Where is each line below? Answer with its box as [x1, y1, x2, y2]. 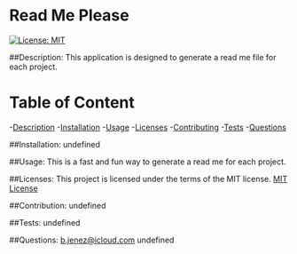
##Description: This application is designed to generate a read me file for [9, 52, 277, 62]
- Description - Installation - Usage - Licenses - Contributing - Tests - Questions [9, 122, 286, 132]
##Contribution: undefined [9, 200, 106, 210]
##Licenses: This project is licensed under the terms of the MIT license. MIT [9, 173, 288, 184]
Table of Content [9, 92, 136, 113]
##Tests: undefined [9, 217, 81, 227]
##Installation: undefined [9, 139, 100, 149]
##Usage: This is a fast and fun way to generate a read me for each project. [9, 156, 286, 167]
